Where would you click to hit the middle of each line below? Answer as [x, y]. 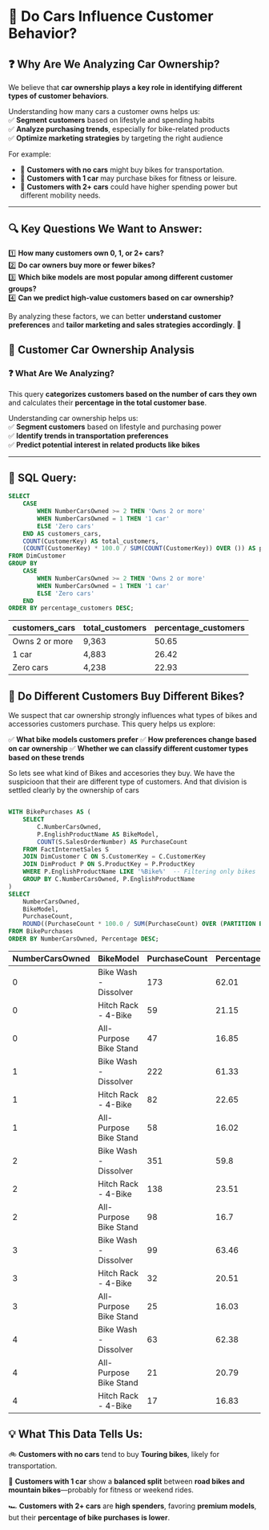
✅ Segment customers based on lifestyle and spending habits [111, 120]
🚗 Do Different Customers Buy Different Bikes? [126, 696]
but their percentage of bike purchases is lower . [89, 1517]
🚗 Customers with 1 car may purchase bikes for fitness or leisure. [128, 178]
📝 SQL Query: [43, 477]
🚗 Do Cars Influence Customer [111, 16]
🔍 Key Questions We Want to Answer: [105, 229]
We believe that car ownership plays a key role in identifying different [125, 87]
